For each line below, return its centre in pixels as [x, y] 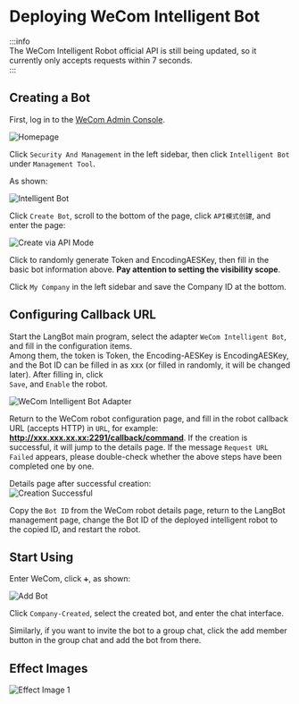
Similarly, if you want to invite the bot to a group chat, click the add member [148, 631]
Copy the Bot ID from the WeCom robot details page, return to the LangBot [147, 510]
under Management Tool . [52, 164]
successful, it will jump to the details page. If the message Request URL [139, 447]
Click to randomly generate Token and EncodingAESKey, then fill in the [139, 259]
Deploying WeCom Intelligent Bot [135, 17]
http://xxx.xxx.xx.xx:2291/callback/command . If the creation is [129, 437]
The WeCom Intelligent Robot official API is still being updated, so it [133, 50]
